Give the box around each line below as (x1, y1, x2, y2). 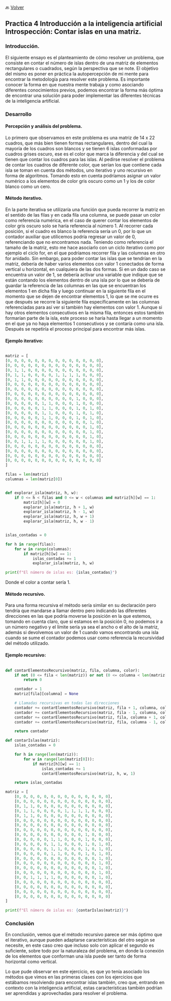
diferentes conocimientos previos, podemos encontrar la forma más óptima (5, 87, 163, 93)
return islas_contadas (14, 780, 63, 785)
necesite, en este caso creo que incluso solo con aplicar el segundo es (5, 942, 154, 948)
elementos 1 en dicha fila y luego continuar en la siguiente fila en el (5, 288, 146, 294)
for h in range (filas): (5, 542, 56, 547)
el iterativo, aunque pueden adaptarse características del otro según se (5, 937, 155, 943)
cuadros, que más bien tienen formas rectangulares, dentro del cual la (5, 140, 153, 146)
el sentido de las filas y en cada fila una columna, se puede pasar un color (5, 212, 161, 218)
